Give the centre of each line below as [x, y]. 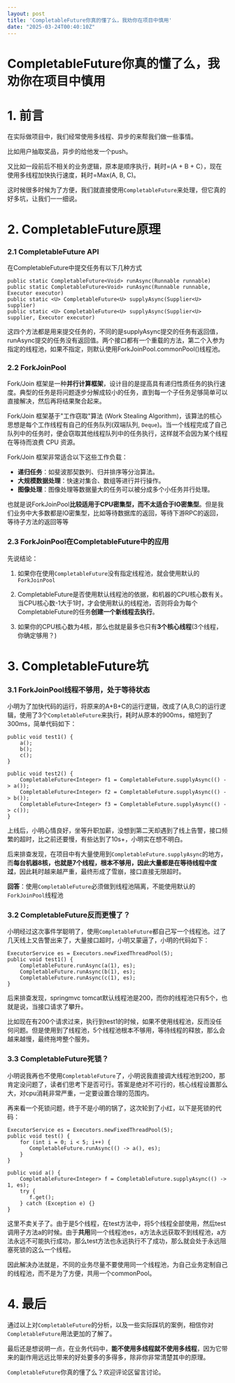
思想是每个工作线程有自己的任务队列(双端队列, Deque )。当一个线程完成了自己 [117, 425]
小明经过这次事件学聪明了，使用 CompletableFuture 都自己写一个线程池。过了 [116, 932]
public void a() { [34, 1172]
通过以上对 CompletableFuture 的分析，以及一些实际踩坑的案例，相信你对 [111, 1325]
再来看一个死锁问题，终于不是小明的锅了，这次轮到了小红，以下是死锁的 [111, 1108]
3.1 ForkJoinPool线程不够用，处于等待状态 [79, 690]
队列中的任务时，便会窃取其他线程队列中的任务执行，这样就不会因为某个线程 [117, 434]
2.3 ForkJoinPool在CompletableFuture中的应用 [88, 541]
